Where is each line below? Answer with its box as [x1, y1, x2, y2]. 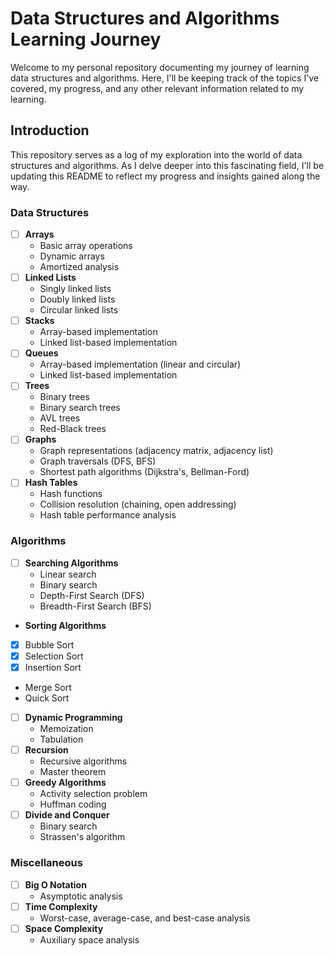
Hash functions [39, 488, 103, 500]
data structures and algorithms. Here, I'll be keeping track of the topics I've [10, 72, 320, 84]
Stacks [24, 315, 55, 327]
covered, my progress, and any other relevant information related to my [10, 82, 305, 94]
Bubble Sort [24, 638, 75, 651]
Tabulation [39, 733, 84, 746]
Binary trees [39, 391, 90, 403]
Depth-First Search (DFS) [39, 589, 145, 601]
